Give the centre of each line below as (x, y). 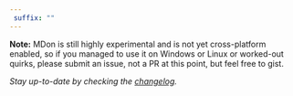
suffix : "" (34, 18)
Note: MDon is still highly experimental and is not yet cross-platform (138, 44)
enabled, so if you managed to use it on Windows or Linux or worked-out (147, 53)
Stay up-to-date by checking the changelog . (94, 81)
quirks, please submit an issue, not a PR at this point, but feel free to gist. (147, 63)
